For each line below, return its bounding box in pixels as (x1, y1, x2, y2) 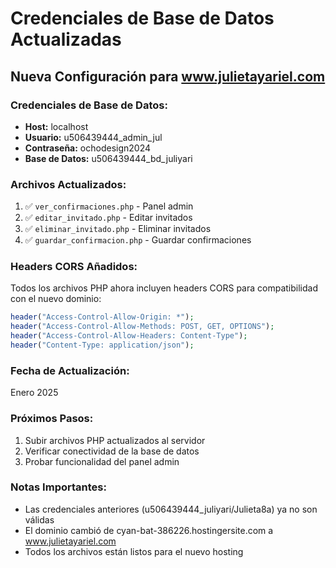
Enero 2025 (10, 387, 59, 399)
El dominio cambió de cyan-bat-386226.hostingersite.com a (24, 524, 274, 536)
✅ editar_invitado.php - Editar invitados (24, 212, 193, 224)
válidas (24, 513, 55, 526)
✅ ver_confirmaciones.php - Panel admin (24, 200, 194, 212)
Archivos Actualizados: (10, 177, 127, 191)
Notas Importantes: (10, 480, 107, 494)
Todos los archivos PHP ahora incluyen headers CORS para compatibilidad (10, 282, 318, 294)
